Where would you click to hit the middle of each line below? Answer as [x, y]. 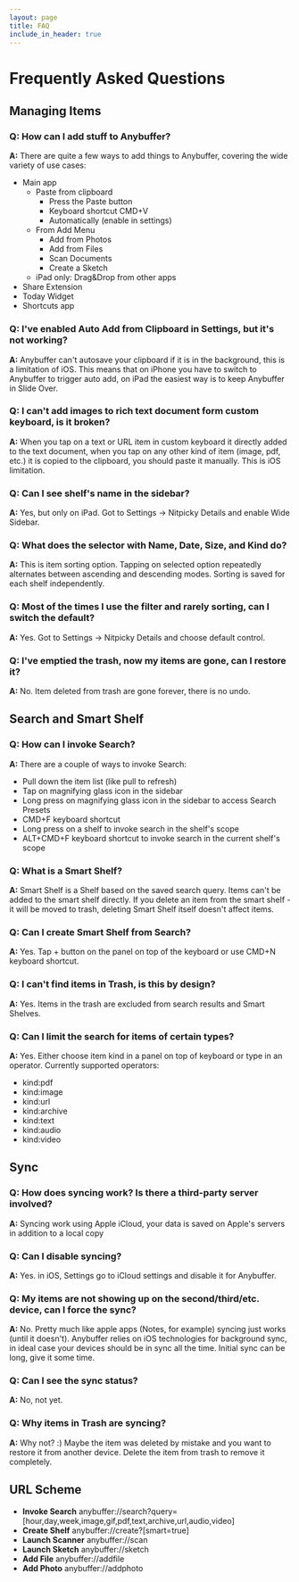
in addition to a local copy [57, 1233]
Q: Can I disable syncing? [66, 1256]
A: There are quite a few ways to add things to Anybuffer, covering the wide [149, 156]
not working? [39, 340]
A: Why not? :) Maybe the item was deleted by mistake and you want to [141, 1443]
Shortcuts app [48, 306]
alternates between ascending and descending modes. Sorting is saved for [147, 574]
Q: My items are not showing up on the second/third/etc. [134, 1298]
